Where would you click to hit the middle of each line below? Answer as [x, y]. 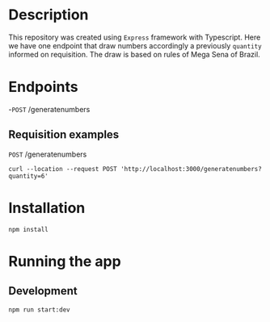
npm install [28, 229]
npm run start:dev [39, 309]
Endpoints [43, 87]
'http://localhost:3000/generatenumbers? [191, 169]
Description [49, 15]
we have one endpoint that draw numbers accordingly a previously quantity [135, 45]
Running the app [65, 261]
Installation [47, 208]
